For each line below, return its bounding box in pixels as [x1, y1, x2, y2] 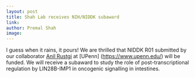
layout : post [6, 8, 38, 15]
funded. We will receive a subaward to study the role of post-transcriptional [6, 59, 189, 66]
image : [6, 30, 22, 36]
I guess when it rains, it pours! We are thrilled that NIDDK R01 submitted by [6, 46, 187, 53]
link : [6, 19, 19, 25]
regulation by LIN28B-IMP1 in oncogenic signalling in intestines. [6, 65, 160, 72]
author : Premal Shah [6, 25, 57, 31]
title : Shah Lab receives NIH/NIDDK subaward [6, 14, 119, 20]
